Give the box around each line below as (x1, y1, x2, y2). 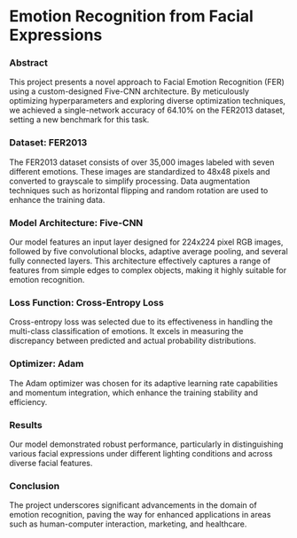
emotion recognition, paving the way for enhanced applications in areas (9, 510, 271, 520)
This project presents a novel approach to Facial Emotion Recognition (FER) (9, 77, 285, 88)
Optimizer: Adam (9, 357, 84, 370)
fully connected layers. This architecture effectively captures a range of (9, 255, 271, 267)
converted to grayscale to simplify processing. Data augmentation (9, 175, 251, 186)
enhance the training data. (9, 194, 106, 205)
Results (9, 418, 43, 431)
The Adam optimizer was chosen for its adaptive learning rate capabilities (9, 378, 278, 388)
